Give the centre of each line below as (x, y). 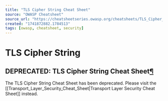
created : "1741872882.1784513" (38, 24)
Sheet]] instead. (22, 94)
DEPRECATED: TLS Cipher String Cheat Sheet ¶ (79, 71)
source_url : (17, 19)
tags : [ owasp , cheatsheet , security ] (44, 28)
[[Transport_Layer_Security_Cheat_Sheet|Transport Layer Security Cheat (80, 89)
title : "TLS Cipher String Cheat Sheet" (48, 10)
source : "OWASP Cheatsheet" (34, 14)
